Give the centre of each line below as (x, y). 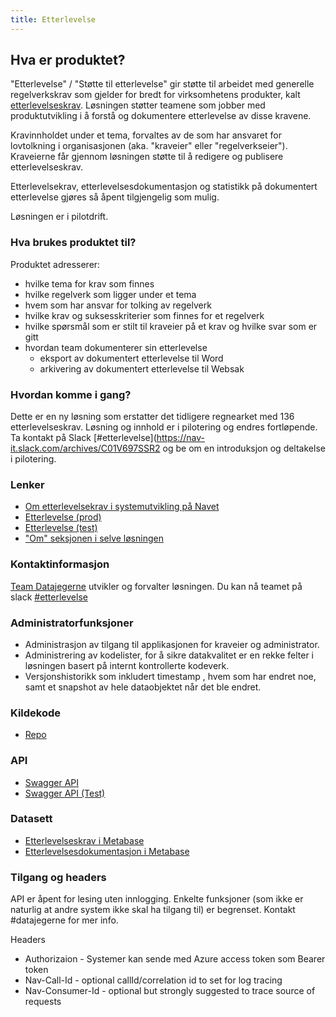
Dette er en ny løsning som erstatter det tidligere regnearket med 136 (152, 417)
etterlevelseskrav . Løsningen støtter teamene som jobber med (138, 105)
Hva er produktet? (68, 60)
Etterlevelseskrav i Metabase (84, 840)
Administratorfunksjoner (72, 623)
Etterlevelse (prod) (63, 517)
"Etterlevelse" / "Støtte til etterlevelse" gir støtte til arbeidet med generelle (162, 84)
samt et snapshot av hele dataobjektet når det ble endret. (143, 687)
